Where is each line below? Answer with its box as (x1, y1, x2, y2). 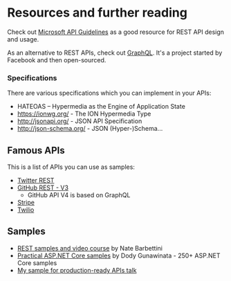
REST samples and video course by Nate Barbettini (17, 244, 163, 252)
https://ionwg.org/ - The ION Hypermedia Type (17, 109, 151, 118)
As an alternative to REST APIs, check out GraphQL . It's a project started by (7, 48, 223, 57)
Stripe (17, 199, 35, 207)
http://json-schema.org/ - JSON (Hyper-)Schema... (17, 125, 163, 133)
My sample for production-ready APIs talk (17, 266, 137, 274)
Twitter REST (17, 176, 55, 185)
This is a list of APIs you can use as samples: (7, 163, 135, 171)
